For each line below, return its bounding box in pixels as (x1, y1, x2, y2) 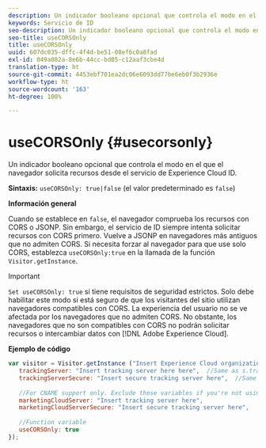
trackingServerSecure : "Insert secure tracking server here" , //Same (18, 374, 257, 382)
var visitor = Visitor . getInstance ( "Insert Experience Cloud (8, 359, 218, 368)
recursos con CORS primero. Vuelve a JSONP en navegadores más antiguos (8, 231, 257, 241)
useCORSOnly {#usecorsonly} (8, 134, 214, 151)
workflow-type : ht (8, 78, 69, 85)
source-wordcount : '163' (8, 85, 90, 93)
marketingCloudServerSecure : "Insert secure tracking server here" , (18, 404, 249, 412)
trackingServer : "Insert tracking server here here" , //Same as (18, 367, 239, 375)
